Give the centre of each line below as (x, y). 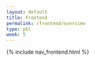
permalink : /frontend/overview (46, 23)
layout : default (27, 12)
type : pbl (19, 29)
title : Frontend (27, 18)
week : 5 (16, 35)
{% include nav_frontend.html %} (48, 52)
